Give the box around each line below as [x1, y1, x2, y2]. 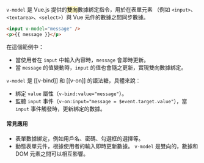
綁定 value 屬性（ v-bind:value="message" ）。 [15, 90, 127, 97]
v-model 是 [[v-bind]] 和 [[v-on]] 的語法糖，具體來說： [6, 76, 141, 84]
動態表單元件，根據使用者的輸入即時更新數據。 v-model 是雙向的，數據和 [15, 142, 199, 150]
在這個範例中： [6, 43, 44, 51]
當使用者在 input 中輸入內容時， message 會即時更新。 [15, 56, 150, 63]
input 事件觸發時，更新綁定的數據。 [15, 105, 106, 112]
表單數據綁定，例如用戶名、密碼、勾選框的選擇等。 [15, 134, 144, 142]
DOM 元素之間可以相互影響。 [15, 150, 89, 158]
